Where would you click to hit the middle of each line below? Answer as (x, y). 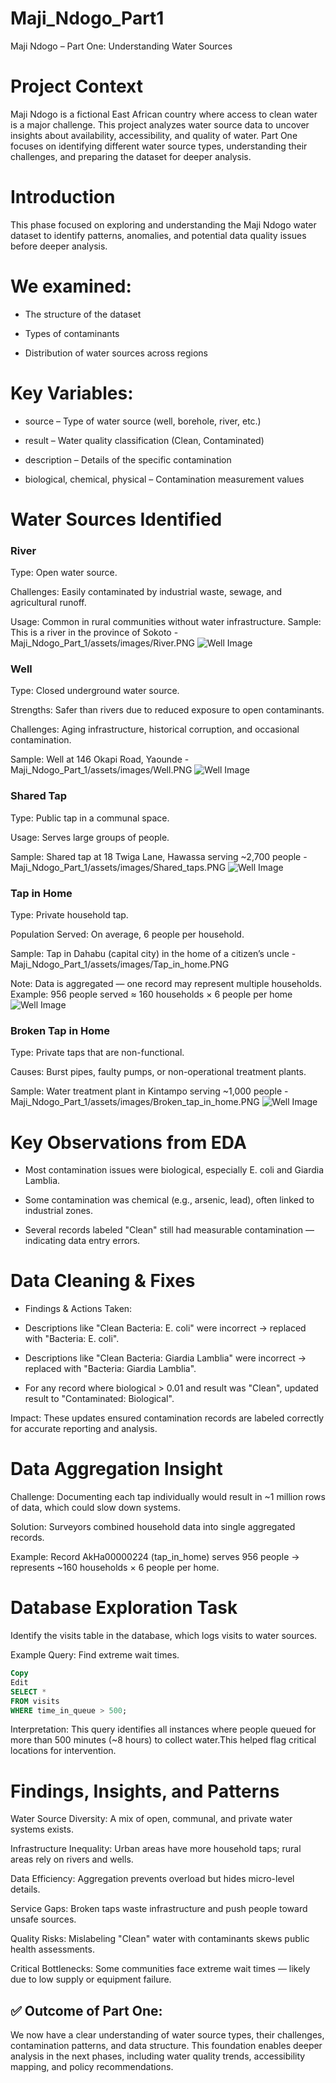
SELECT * (28, 1692)
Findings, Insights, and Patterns (145, 1791)
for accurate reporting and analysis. (84, 1429)
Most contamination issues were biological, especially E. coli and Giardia (174, 1170)
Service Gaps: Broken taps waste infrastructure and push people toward (159, 1909)
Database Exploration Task (124, 1608)
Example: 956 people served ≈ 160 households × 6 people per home (151, 994)
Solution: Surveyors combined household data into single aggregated (153, 1527)
